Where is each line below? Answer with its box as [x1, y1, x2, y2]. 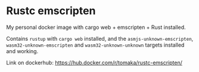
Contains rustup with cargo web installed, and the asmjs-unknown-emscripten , [6, 35, 194, 42]
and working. [6, 47, 39, 54]
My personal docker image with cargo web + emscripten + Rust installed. [6, 24, 186, 31]
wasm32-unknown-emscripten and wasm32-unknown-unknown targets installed [6, 41, 185, 48]
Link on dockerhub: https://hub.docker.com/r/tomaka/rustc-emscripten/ [6, 59, 183, 66]
